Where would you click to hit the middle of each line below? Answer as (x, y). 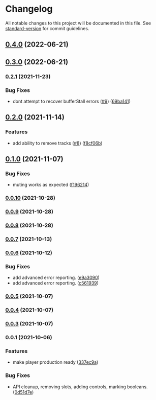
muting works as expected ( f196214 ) (51, 185)
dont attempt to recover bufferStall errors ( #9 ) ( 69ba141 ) (72, 101)
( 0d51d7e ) (23, 392)
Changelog (29, 9)
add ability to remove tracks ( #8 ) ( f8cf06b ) (57, 143)
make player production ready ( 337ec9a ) (55, 362)
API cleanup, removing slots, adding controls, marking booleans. (80, 387)
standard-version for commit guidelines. (47, 28)
